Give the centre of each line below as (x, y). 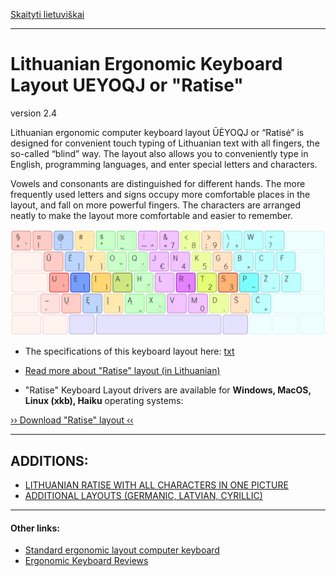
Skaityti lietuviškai (47, 14)
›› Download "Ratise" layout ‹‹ (72, 420)
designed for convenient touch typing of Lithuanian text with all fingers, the (165, 143)
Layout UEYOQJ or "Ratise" (127, 85)
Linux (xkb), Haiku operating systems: (104, 401)
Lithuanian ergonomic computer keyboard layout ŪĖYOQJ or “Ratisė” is (157, 132)
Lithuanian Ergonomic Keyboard (146, 64)
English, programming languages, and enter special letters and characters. (164, 164)
